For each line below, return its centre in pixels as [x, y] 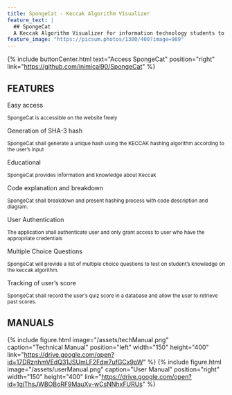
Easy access [25, 105]
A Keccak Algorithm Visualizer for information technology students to [119, 33]
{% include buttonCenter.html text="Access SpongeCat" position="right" [111, 59]
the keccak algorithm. [33, 270]
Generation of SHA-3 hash [45, 131]
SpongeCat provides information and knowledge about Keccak [82, 175]
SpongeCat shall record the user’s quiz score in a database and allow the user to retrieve [113, 296]
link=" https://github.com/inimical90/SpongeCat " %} [81, 67]
